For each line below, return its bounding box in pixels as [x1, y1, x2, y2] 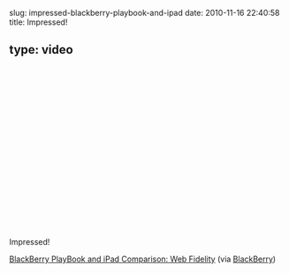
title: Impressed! [9, 17, 68, 27]
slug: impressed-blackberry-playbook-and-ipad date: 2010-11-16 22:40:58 [9, 8, 280, 18]
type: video [9, 42, 73, 57]
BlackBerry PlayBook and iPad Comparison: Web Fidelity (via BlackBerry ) [9, 254, 277, 264]
